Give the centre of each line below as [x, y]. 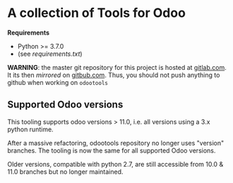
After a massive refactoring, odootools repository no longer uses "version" [116, 143]
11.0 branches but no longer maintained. [65, 172]
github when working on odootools [58, 82]
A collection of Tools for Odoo [96, 13]
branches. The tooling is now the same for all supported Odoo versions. [112, 150]
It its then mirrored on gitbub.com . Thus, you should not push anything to [114, 75]
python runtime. [31, 129]
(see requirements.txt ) [50, 54]
